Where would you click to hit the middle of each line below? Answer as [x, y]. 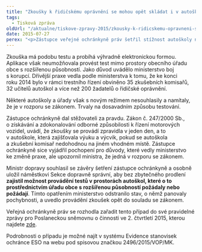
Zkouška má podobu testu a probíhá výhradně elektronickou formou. [91, 57]
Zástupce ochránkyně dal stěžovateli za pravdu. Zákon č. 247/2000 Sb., [96, 118]
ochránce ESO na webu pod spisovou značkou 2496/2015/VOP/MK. [90, 242]
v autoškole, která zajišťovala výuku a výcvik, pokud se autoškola [87, 137]
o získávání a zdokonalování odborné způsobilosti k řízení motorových [93, 124]
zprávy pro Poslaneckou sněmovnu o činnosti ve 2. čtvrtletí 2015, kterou [96, 218]
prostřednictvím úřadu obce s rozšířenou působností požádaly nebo [93, 187]
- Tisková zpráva [33, 23]
